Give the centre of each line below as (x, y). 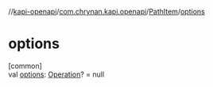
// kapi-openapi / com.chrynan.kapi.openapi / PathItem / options (106, 12)
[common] (25, 65)
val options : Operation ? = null (56, 74)
